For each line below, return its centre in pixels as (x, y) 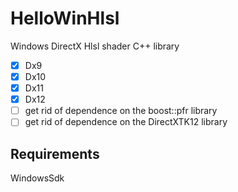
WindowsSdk (37, 178)
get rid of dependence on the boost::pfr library (121, 111)
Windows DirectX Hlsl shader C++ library (95, 46)
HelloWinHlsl (65, 18)
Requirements (55, 153)
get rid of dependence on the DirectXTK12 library (126, 122)
